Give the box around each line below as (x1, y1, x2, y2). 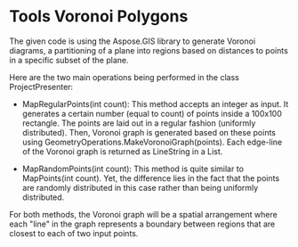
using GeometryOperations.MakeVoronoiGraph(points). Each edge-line (21, 136, 283, 147)
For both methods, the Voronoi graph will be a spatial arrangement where (9, 209, 278, 219)
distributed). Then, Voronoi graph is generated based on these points (21, 127, 276, 137)
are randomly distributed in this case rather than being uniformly (21, 182, 259, 193)
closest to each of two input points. (9, 227, 139, 238)
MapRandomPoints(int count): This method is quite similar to (21, 163, 245, 174)
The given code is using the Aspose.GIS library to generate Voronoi (9, 36, 256, 46)
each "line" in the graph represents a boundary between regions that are (9, 218, 276, 229)
